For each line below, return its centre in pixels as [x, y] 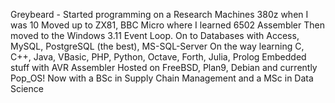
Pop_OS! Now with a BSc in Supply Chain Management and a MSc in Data [162, 78]
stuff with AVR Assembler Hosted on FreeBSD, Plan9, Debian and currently [164, 67]
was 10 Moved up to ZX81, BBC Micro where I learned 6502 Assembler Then [167, 25]
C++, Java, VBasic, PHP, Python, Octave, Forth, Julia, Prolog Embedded [158, 57]
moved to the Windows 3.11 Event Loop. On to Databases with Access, [155, 35]
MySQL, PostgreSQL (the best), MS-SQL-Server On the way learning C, [157, 46]
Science [27, 88]
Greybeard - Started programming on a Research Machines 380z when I [159, 14]
